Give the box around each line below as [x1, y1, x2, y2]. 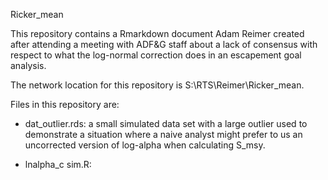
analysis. [10, 60, 47, 71]
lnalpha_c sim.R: [24, 159, 92, 170]
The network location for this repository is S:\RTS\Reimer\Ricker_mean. [10, 79, 305, 91]
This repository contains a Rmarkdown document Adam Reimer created [10, 28, 305, 39]
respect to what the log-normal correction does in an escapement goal [10, 49, 302, 61]
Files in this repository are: [10, 99, 120, 110]
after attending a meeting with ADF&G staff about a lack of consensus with [10, 39, 318, 50]
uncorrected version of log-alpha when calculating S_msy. [24, 139, 266, 151]
